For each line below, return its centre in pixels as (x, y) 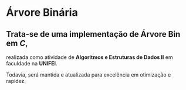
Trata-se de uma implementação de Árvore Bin (93, 34)
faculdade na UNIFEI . (32, 63)
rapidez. (16, 81)
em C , (17, 43)
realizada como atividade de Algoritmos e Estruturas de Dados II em (89, 57)
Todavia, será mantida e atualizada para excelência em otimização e (89, 75)
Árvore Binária (42, 13)
